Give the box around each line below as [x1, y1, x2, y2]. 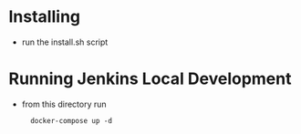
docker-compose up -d [30, 116, 113, 125]
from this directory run [21, 98, 107, 109]
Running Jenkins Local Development [8, 68, 292, 89]
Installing [8, 6, 81, 27]
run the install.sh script [21, 36, 109, 47]
